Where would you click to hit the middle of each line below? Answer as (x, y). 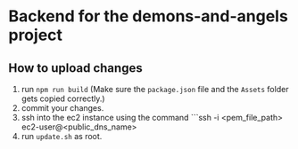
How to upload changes (76, 68)
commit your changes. (62, 108)
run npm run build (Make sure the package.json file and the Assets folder (155, 89)
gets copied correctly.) (63, 98)
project (36, 35)
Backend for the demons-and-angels (149, 16)
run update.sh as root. (62, 136)
